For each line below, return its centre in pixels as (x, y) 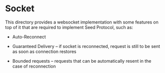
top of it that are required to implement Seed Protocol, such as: (69, 27)
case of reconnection (34, 66)
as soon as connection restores (44, 51)
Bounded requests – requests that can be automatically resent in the (82, 61)
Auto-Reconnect (29, 37)
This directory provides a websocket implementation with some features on (82, 22)
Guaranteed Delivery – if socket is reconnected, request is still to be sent (86, 46)
